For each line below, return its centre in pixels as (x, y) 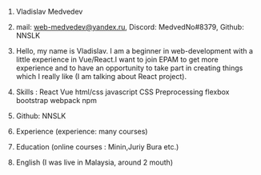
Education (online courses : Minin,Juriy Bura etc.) (97, 147)
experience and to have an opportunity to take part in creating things (129, 68)
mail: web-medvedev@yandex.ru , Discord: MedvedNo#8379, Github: (130, 27)
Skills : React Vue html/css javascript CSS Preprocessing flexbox (122, 92)
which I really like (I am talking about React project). (101, 76)
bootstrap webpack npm (56, 100)
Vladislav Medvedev (49, 12)
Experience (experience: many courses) (82, 131)
